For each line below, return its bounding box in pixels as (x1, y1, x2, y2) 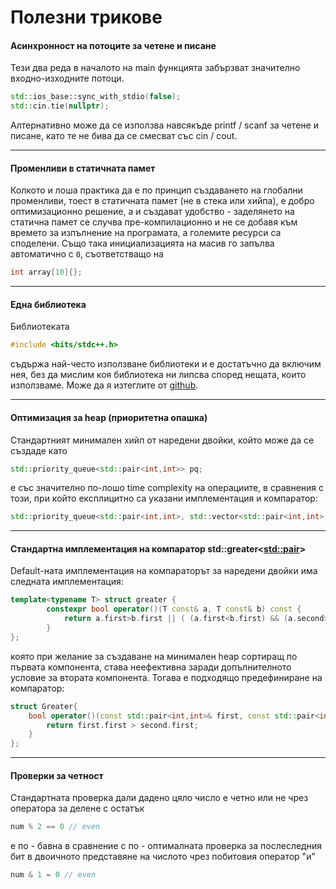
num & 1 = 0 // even (10, 870, 97, 880)
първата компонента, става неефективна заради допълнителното (10, 661, 292, 673)
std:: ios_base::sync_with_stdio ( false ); (10, 92, 182, 102)
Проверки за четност (10, 769, 104, 781)
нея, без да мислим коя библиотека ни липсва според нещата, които (10, 369, 307, 381)
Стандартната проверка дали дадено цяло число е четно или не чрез (10, 792, 309, 804)
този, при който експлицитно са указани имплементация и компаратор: (10, 492, 318, 505)
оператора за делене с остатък (10, 802, 145, 815)
